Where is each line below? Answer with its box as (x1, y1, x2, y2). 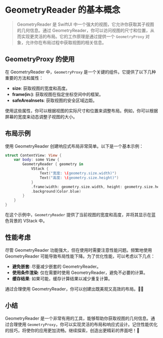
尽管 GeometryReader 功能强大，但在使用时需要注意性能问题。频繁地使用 (5, 247, 152, 253)
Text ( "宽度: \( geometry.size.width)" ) (39, 171, 117, 176)
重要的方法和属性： (5, 75, 44, 80)
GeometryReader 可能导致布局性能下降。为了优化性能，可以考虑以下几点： (5, 253, 155, 259)
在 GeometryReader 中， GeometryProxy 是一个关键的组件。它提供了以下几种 (5, 69, 156, 75)
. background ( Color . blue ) (31, 189, 81, 194)
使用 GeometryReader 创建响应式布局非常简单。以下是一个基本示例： (5, 143, 144, 149)
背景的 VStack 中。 (9, 218, 48, 224)
